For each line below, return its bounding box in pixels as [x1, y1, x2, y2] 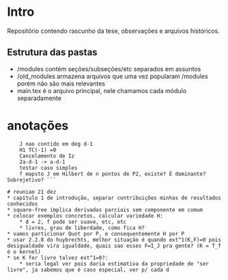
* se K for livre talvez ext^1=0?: [7, 254, 109, 261]
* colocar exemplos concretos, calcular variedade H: [7, 212, 164, 219]
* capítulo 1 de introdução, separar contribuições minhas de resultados [7, 194, 222, 201]
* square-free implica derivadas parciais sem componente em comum [7, 206, 203, 213]
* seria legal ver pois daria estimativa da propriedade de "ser [19, 260, 210, 267]
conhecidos [7, 200, 38, 207]
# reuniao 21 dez [7, 188, 57, 195]
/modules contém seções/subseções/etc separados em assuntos [16, 64, 201, 73]
